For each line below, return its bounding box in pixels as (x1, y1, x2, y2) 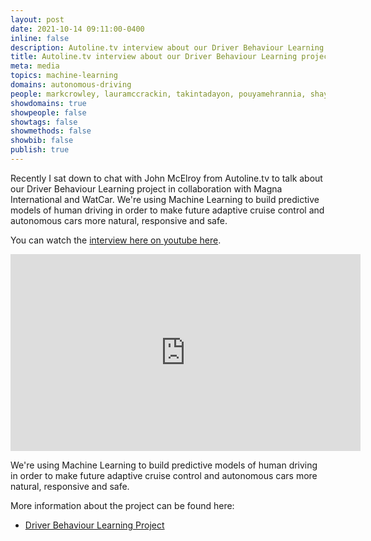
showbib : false (10, 136, 74, 146)
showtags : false (10, 117, 78, 127)
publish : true (10, 145, 70, 155)
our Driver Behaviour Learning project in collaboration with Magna (10, 182, 283, 195)
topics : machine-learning (10, 71, 118, 81)
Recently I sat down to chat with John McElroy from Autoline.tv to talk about (10, 172, 323, 184)
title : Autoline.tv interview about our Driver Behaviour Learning (10, 52, 298, 62)
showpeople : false (10, 107, 87, 118)
